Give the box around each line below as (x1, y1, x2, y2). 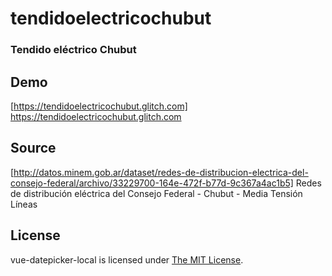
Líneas (10, 198, 38, 210)
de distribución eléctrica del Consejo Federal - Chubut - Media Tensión (10, 187, 303, 199)
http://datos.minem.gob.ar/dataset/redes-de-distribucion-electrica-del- (13, 166, 309, 178)
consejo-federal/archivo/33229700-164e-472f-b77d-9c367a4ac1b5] (10, 177, 294, 189)
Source (10, 140, 57, 157)
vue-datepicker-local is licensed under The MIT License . (10, 253, 244, 266)
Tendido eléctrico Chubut (10, 43, 137, 57)
